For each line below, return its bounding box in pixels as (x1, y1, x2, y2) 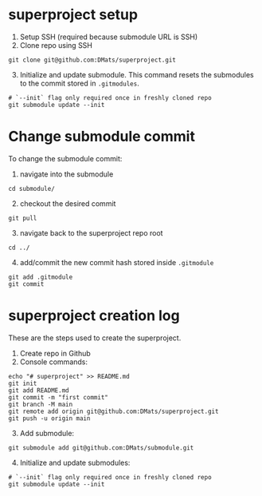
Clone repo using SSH (19, 40, 93, 50)
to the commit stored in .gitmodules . (19, 78, 139, 88)
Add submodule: (19, 428, 74, 438)
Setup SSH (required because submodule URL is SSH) (19, 32, 198, 42)
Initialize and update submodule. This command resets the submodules (19, 69, 254, 79)
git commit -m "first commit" (8, 393, 109, 401)
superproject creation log (8, 307, 181, 325)
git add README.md (8, 386, 69, 395)
